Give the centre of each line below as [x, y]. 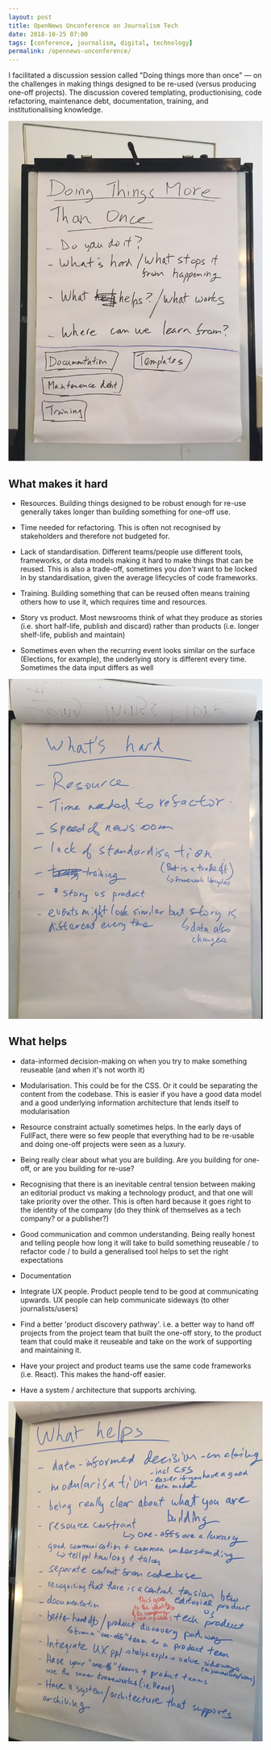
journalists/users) [49, 1308]
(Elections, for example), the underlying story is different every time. [133, 659]
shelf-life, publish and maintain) [73, 635]
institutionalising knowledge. [56, 110]
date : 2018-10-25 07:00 [48, 34]
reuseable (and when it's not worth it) [82, 1069]
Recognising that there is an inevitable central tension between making [138, 1184]
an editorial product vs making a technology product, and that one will [136, 1192]
